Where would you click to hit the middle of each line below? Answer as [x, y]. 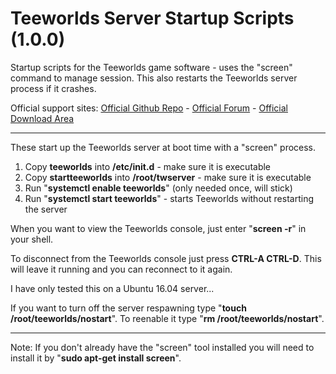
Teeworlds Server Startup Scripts [152, 18]
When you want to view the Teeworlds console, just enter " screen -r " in [158, 228]
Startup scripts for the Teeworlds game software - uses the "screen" [151, 67]
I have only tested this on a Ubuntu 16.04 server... [112, 288]
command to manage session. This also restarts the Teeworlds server [154, 78]
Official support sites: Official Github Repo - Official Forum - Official [149, 108]
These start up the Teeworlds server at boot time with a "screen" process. [163, 147]
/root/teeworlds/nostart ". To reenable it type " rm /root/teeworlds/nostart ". [167, 318]
